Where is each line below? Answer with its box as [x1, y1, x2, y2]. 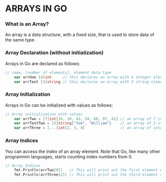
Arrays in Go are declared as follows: [5, 60, 81, 67]
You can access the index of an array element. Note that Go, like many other [5, 148, 161, 154]
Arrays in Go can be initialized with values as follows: [5, 102, 114, 108]
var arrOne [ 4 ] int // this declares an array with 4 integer [14, 74, 152, 79]
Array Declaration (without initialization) [5, 49, 104, 56]
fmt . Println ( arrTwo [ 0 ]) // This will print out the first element [14, 168, 158, 173]
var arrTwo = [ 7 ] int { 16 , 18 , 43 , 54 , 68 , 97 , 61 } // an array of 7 [14, 116, 156, 121]
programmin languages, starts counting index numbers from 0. [5, 153, 133, 159]
